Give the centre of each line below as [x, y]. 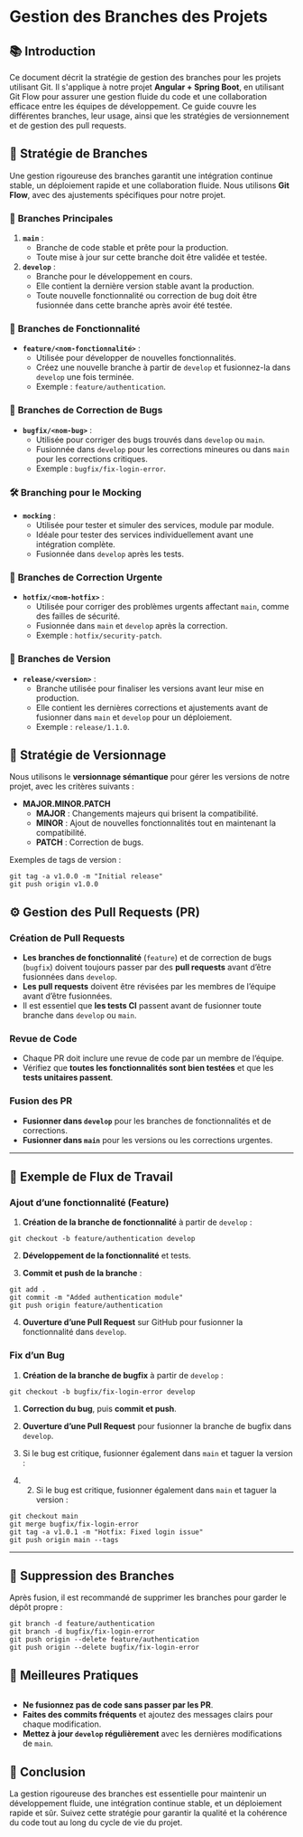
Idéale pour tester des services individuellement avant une [145, 535]
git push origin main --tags [64, 1539]
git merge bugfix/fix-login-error [74, 1524]
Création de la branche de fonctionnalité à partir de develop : [137, 1222]
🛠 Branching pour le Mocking [75, 492]
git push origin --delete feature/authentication [105, 1640]
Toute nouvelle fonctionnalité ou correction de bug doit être [146, 296]
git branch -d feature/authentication [82, 1624]
